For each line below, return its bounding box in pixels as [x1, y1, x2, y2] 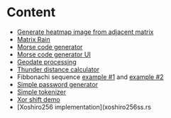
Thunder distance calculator [16, 65, 100, 73]
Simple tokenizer [16, 88, 67, 96]
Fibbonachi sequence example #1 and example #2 [16, 72, 164, 81]
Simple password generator [16, 80, 99, 88]
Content [6, 4, 56, 20]
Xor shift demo [16, 95, 61, 103]
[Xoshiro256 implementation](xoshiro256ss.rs [16, 102, 152, 111]
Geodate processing [16, 57, 77, 66]
